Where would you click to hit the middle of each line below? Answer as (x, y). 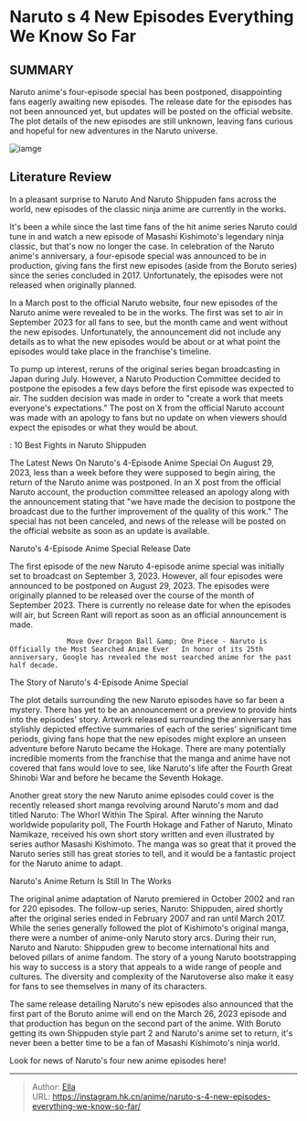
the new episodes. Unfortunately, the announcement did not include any (145, 332)
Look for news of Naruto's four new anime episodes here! (118, 1060)
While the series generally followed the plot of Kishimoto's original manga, (149, 928)
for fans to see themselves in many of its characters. (108, 986)
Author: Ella (53, 1086)
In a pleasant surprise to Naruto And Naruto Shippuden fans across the (143, 199)
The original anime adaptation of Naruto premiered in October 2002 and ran (152, 899)
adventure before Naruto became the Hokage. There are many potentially (148, 748)
